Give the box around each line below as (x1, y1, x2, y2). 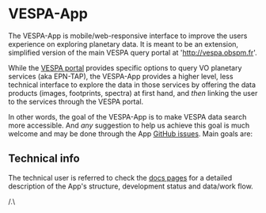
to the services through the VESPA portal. (8, 97, 144, 106)
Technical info (8, 152, 81, 165)
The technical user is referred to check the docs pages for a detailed (8, 173, 233, 182)
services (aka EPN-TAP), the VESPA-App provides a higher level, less (8, 71, 234, 81)
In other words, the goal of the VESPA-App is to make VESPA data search (8, 112, 247, 121)
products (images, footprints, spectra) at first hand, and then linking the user (8, 88, 258, 97)
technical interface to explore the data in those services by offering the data (8, 80, 256, 89)
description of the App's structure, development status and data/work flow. (8, 181, 253, 191)
